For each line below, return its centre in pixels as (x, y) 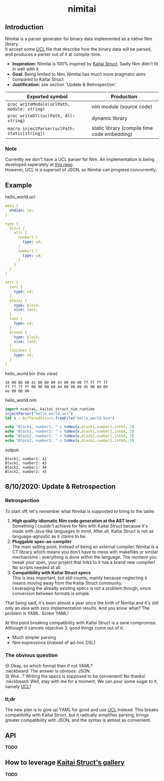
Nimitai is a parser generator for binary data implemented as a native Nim (79, 39)
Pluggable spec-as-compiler (42, 541)
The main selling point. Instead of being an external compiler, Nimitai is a (85, 547)
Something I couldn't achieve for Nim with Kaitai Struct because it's (80, 526)
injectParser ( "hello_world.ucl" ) (39, 414)
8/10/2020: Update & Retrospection (60, 487)
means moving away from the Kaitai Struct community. (67, 583)
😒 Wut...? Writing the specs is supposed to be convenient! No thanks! (75, 676)
